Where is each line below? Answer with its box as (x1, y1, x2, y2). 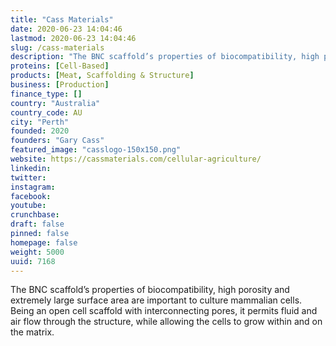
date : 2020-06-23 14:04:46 (10, 24, 123, 34)
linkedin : (10, 163, 52, 173)
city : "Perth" (10, 117, 70, 127)
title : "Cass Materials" (10, 14, 114, 25)
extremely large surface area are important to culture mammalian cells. (10, 294, 303, 306)
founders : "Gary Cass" (10, 136, 105, 146)
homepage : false (10, 237, 78, 248)
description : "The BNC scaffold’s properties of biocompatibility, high (10, 52, 320, 62)
